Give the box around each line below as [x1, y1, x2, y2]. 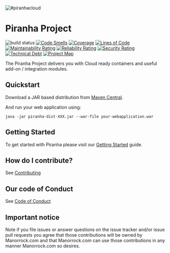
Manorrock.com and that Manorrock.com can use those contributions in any [5, 238, 165, 243]
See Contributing [5, 170, 41, 176]
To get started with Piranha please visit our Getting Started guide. [5, 141, 143, 148]
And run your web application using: [5, 104, 81, 110]
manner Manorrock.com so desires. [5, 243, 80, 249]
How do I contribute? [5, 156, 73, 165]
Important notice [5, 213, 60, 222]
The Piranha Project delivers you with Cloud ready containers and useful [5, 60, 157, 66]
